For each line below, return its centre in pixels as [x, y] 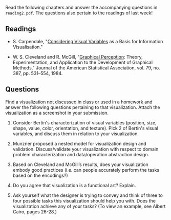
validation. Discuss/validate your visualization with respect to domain [85, 149]
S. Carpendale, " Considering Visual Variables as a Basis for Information [88, 41]
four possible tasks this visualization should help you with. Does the [84, 200]
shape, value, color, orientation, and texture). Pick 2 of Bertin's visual [85, 128]
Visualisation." [28, 47]
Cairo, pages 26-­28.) [35, 212]
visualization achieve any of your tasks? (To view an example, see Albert [89, 206]
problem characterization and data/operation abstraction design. [81, 154]
